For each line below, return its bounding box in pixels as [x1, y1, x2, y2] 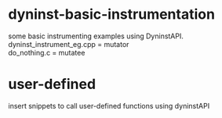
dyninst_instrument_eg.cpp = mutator [8, 39, 129, 48]
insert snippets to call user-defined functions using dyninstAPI [8, 101, 210, 110]
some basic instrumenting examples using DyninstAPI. [8, 31, 184, 41]
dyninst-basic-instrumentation [8, 5, 216, 23]
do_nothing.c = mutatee [8, 48, 86, 57]
